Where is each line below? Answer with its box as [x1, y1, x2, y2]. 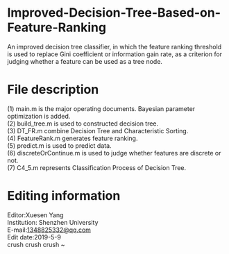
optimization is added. [7, 112, 71, 120]
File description [7, 82, 99, 98]
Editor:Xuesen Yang [7, 210, 64, 219]
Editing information [7, 188, 121, 204]
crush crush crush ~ [7, 240, 65, 248]
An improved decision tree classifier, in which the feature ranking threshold [7, 42, 222, 51]
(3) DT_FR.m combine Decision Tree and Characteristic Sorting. [7, 126, 189, 135]
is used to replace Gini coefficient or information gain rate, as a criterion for [7, 50, 223, 58]
